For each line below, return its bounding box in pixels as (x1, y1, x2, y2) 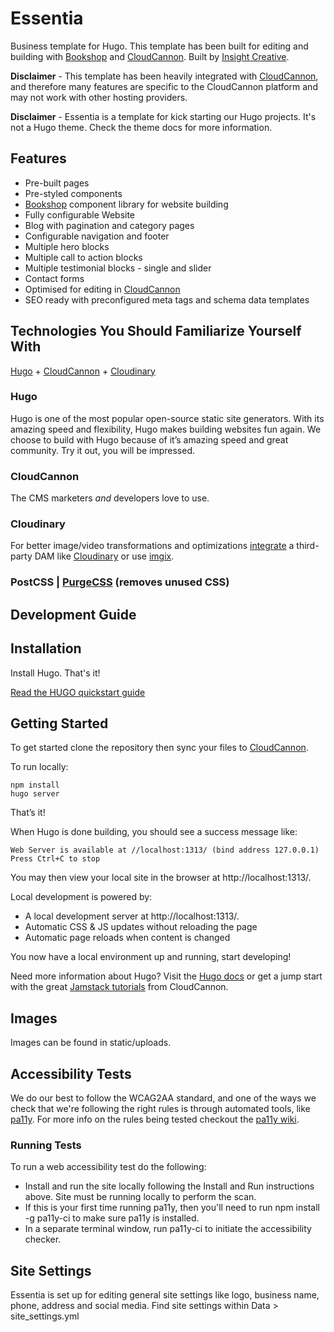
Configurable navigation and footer (24, 230, 170, 242)
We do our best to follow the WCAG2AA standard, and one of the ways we (10, 1092, 317, 1104)
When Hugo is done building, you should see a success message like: (10, 826, 298, 838)
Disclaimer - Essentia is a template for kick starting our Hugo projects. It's (10, 110, 317, 122)
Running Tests (10, 1138, 82, 1152)
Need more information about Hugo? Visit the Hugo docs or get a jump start (10, 970, 323, 982)
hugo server (10, 789, 60, 799)
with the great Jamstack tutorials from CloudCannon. (10, 981, 229, 993)
